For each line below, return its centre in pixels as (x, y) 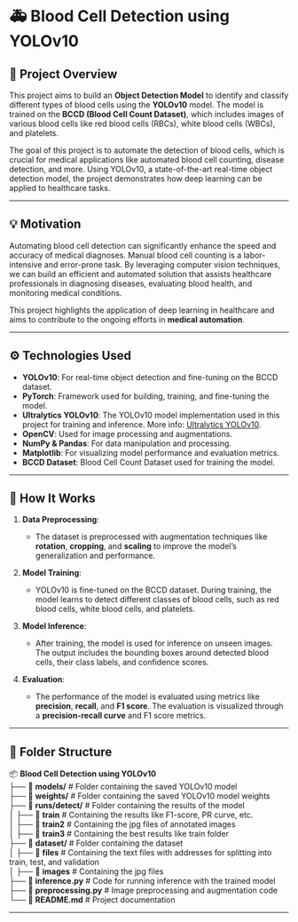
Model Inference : (54, 626)
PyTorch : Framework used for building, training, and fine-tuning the (145, 396)
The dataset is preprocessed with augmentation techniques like (151, 537)
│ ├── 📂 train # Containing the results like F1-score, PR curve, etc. (131, 815)
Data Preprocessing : (60, 520)
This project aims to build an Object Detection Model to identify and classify (149, 95)
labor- (255, 255)
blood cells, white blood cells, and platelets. (115, 609)
